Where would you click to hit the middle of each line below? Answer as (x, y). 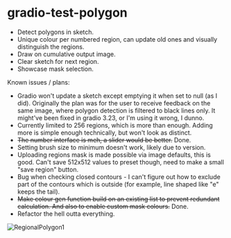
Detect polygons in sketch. (55, 32)
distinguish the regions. (51, 46)
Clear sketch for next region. (58, 61)
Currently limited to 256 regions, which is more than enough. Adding (115, 125)
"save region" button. (48, 169)
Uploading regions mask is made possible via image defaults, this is (114, 155)
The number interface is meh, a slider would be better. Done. (104, 139)
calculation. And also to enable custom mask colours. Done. (103, 206)
